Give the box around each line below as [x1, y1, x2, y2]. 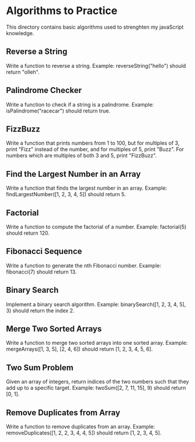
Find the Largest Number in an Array [6, 169, 141, 179]
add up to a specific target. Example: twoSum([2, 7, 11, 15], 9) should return [6, 385, 186, 392]
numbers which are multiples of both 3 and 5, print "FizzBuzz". [6, 152, 157, 159]
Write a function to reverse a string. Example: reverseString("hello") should [6, 62, 186, 69]
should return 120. [6, 229, 50, 237]
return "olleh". [6, 68, 40, 76]
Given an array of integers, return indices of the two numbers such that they [6, 378, 189, 385]
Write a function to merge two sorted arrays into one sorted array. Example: [6, 340, 188, 347]
